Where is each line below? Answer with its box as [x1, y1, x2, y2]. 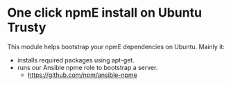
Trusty [7, 19, 46, 35]
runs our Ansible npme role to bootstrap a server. [17, 63, 158, 71]
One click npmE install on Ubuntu [7, 5, 203, 21]
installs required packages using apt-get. [17, 55, 135, 64]
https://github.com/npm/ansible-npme [27, 71, 137, 79]
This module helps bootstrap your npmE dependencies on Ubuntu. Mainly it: [7, 42, 225, 51]
